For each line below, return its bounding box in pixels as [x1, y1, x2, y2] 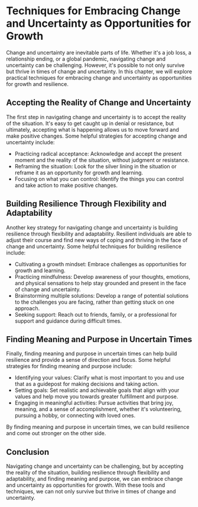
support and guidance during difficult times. [14, 317, 122, 324]
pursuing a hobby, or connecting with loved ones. [14, 412, 136, 419]
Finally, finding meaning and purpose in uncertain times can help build [6, 350, 177, 357]
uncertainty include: [6, 138, 55, 146]
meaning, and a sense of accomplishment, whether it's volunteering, [14, 406, 182, 413]
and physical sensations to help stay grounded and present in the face [14, 279, 186, 286]
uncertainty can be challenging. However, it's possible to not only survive [6, 61, 185, 69]
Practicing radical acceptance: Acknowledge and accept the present [14, 150, 182, 157]
